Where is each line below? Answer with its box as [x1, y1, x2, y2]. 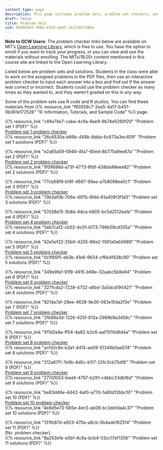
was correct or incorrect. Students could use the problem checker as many [5, 84, 155, 90]
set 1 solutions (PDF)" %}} [5, 139, 57, 145]
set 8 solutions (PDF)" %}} [5, 350, 58, 356]
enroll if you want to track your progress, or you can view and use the [5, 49, 144, 55]
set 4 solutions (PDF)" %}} [5, 230, 58, 235]
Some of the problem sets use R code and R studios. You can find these [5, 99, 149, 105]
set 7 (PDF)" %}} [5, 305, 39, 310]
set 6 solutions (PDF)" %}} [5, 290, 58, 296]
